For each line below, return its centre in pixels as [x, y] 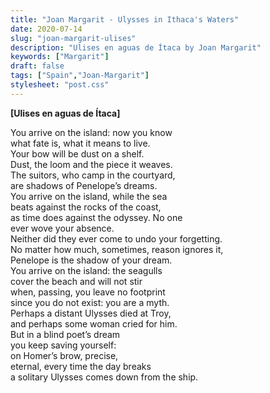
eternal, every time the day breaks [81, 366]
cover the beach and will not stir [76, 281]
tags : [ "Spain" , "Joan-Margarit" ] [80, 76]
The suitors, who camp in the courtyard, [93, 175]
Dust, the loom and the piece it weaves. [91, 164]
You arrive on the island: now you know [91, 132]
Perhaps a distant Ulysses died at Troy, [91, 313]
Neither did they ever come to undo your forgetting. [116, 238]
